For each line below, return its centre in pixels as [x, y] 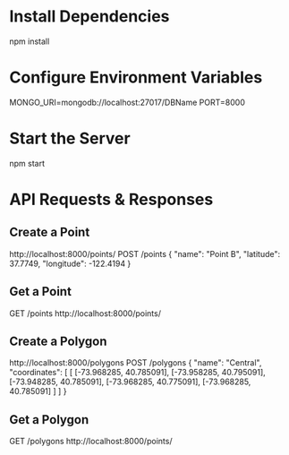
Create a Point [50, 232]
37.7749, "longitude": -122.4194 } [70, 263]
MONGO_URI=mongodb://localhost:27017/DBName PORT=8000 [127, 102]
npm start [27, 163]
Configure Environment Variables [136, 77]
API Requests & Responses [111, 200]
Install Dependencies [89, 17]
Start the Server [70, 138]
